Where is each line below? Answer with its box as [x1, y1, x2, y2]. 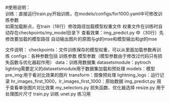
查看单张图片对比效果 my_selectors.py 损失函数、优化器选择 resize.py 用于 [9, 85, 165, 90]
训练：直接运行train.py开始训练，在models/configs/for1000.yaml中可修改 [5, 11, 158, 17]
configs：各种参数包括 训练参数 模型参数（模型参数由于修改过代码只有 [11, 53, 158, 59]
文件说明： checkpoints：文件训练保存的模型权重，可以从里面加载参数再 [5, 47, 157, 53]
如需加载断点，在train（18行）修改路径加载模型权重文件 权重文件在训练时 [5, 23, 158, 29]
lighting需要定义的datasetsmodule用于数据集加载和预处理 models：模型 [5, 66, 155, 72]
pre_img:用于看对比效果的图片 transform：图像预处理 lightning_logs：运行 [5, 72, 160, 78]
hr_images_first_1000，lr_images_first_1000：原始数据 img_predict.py [11, 78, 156, 84]
